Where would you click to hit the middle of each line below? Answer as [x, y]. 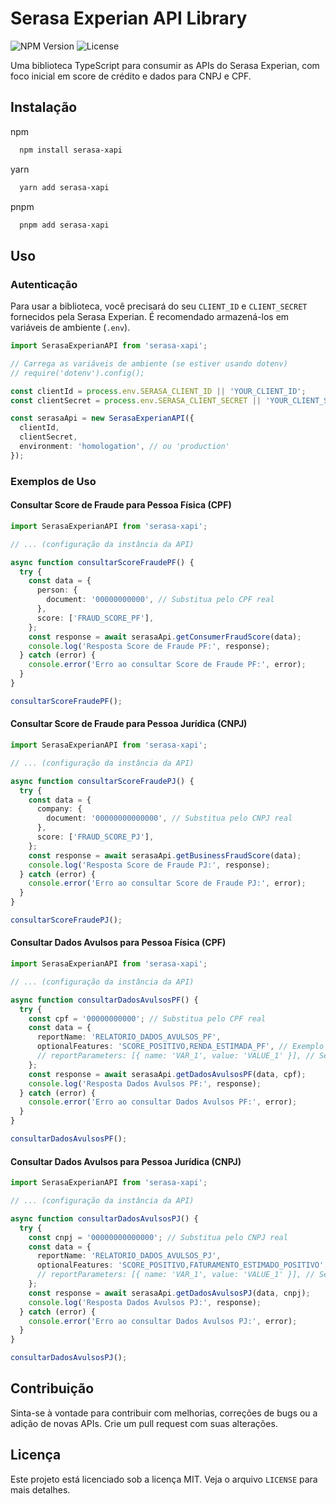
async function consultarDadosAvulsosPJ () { [104, 1218]
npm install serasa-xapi [71, 150]
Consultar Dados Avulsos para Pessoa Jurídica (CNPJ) [126, 1161]
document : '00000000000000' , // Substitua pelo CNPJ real [169, 818]
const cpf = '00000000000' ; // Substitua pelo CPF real [147, 1018]
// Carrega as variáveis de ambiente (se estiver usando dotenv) [149, 363]
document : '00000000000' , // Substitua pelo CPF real [160, 600]
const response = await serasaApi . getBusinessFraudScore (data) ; [165, 855]
